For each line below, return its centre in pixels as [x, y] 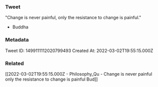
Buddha [20, 27]
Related [15, 63]
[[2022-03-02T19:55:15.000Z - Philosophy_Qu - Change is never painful [79, 74]
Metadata [17, 40]
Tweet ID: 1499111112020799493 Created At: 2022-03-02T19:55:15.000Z [79, 51]
